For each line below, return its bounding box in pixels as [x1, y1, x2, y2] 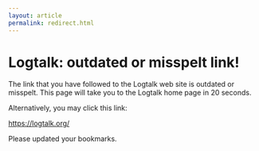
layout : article [8, 11, 62, 20]
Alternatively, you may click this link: [8, 103, 128, 113]
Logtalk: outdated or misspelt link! [8, 53, 240, 72]
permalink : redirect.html [8, 19, 94, 27]
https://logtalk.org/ [8, 118, 70, 128]
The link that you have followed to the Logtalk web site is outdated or [8, 79, 235, 89]
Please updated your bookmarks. [8, 134, 117, 144]
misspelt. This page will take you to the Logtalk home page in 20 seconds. [8, 88, 252, 98]
